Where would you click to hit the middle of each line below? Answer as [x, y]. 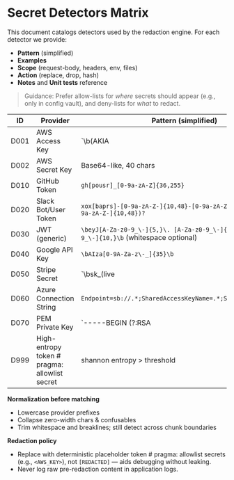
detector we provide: [37, 39]
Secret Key [54, 170]
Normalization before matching [53, 399]
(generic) [52, 238]
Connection [55, 298]
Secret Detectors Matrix [78, 13]
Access [48, 141]
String [46, 307]
